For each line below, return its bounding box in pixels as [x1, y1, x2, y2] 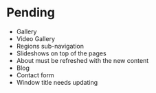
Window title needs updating [16, 78, 98, 86]
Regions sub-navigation [16, 42, 84, 50]
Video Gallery [16, 34, 56, 42]
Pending [6, 5, 56, 21]
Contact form [16, 70, 54, 79]
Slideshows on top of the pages [16, 49, 107, 57]
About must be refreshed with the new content [16, 56, 149, 64]
